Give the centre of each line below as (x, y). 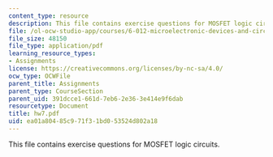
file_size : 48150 (38, 38)
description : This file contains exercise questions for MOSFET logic (130, 23)
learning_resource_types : (52, 53)
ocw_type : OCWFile (39, 76)
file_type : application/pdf (56, 46)
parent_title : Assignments (54, 83)
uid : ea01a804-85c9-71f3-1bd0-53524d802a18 (83, 121)
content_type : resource (49, 16)
